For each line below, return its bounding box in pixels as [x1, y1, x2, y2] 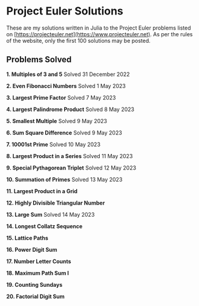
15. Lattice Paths [6, 234, 48, 241]
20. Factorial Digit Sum [6, 293, 65, 300]
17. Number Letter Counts [6, 258, 71, 265]
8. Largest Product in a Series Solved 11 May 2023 [6, 152, 133, 159]
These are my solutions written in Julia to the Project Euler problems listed [6, 24, 192, 31]
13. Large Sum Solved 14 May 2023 [6, 211, 95, 218]
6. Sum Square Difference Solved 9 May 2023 [6, 129, 122, 136]
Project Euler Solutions [6, 4, 124, 18]
